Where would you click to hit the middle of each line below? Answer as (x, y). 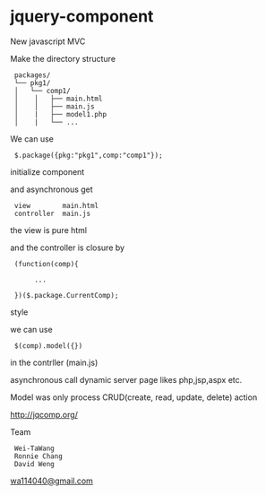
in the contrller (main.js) (54, 362)
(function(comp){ (46, 264)
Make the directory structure (63, 58)
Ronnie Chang (39, 456)
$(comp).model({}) (48, 346)
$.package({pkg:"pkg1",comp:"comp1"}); (89, 155)
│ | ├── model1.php (60, 114)
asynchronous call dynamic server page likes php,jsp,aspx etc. (126, 379)
